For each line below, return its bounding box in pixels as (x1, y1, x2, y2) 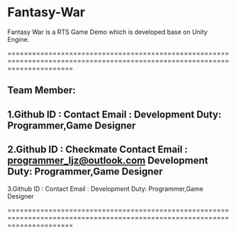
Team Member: (7, 84, 76, 96)
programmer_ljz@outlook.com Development (7, 155, 208, 167)
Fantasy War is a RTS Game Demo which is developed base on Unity (7, 28, 208, 36)
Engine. (7, 35, 30, 43)
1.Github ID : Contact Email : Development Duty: (7, 108, 222, 120)
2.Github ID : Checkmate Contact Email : (7, 144, 188, 156)
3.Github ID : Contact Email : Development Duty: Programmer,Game (7, 185, 203, 193)
